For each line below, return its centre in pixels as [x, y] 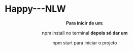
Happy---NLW [36, 9]
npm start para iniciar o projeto [85, 43]
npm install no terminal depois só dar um [85, 33]
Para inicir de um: [85, 23]
